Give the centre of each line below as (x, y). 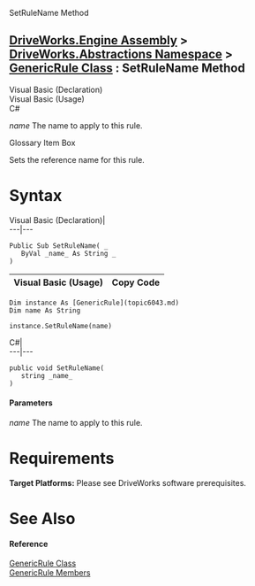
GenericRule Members (50, 573)
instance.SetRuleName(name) (61, 326)
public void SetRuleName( (56, 368)
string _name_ (47, 375)
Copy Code (136, 282)
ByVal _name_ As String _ (68, 253)
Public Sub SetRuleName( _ (59, 246)
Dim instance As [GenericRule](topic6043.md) (94, 303)
